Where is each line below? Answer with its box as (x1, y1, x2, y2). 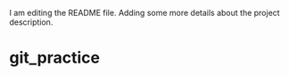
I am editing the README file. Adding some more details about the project (9, 8, 280, 18)
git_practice (9, 48, 101, 68)
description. (9, 17, 54, 27)
